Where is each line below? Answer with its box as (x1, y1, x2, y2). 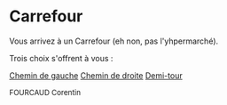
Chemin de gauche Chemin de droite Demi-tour (9, 69, 184, 81)
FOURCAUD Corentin (9, 87, 82, 97)
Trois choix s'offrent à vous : (9, 52, 113, 63)
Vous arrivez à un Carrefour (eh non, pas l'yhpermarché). (9, 36, 219, 46)
